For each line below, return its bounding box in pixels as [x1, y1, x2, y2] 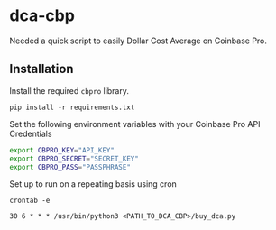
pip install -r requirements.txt [9, 103, 135, 112]
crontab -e [9, 196, 51, 206]
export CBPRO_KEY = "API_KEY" [9, 145, 115, 154]
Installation [9, 61, 74, 77]
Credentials [9, 128, 52, 139]
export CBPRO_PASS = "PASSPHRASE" [9, 162, 131, 171]
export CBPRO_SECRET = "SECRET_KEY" [9, 154, 140, 163]
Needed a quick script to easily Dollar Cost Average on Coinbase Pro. [9, 35, 268, 46]
